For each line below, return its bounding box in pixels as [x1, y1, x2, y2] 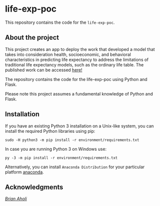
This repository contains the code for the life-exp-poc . [5, 19, 115, 25]
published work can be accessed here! [5, 67, 83, 73]
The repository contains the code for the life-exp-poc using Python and [5, 76, 147, 82]
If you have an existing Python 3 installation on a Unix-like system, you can [5, 123, 154, 129]
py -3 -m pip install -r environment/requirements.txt [5, 155, 118, 160]
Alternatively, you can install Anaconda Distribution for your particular [5, 164, 145, 170]
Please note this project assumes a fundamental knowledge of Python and [5, 91, 153, 96]
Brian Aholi [5, 196, 27, 202]
